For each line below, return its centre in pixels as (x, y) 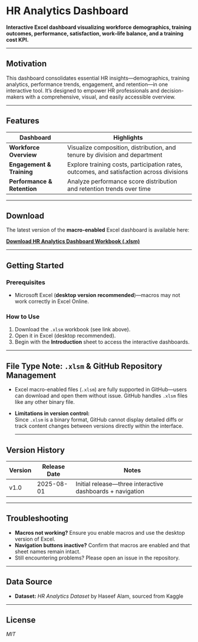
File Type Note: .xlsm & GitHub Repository (84, 366)
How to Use (23, 317)
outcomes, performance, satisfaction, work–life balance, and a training (95, 33)
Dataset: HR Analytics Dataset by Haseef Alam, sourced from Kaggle (99, 596)
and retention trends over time (109, 189)
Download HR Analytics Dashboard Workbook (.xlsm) (73, 241)
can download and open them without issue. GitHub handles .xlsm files (101, 396)
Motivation (27, 64)
